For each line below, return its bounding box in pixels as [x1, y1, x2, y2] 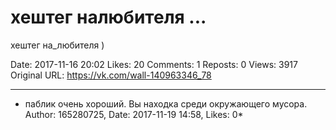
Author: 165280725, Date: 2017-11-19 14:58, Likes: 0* [24, 108, 244, 120]
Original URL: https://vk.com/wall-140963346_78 [10, 69, 212, 81]
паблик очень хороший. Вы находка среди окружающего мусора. [24, 97, 308, 110]
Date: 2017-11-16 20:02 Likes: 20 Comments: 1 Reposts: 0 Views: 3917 [10, 58, 298, 70]
